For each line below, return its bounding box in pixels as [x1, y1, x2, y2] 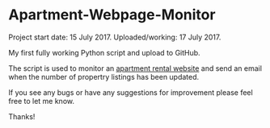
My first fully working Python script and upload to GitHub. [8, 47, 200, 57]
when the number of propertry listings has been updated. [8, 72, 200, 81]
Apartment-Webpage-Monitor [8, 6, 216, 24]
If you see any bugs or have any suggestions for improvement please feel [8, 87, 253, 97]
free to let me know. [8, 96, 75, 105]
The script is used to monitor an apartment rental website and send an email [8, 63, 263, 73]
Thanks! [8, 111, 36, 122]
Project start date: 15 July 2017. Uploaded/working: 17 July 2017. [8, 32, 221, 42]
